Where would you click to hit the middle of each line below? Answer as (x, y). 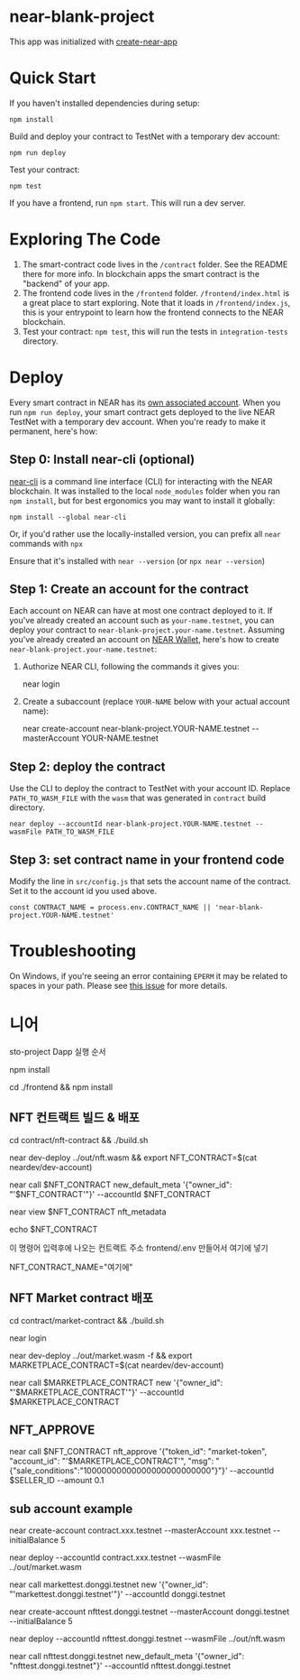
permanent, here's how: (54, 431)
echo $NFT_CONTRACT (54, 1229)
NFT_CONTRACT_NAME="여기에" (71, 1267)
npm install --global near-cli (68, 517)
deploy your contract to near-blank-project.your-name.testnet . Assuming (147, 630)
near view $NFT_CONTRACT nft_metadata (88, 1212)
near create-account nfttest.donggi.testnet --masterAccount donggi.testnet (150, 1611)
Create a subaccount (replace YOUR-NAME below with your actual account (156, 702)
